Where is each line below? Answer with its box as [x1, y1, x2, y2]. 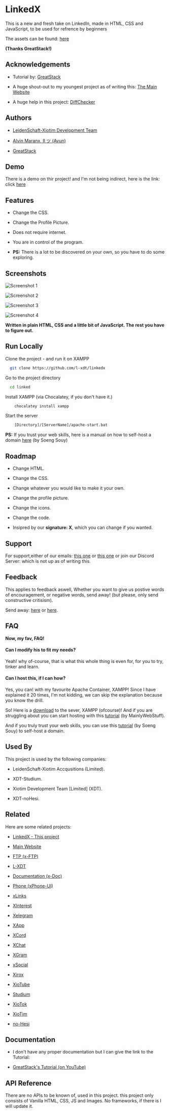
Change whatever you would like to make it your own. [12, 485, 125, 491]
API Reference [5, 1079, 52, 1088]
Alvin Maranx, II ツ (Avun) [12, 137, 66, 143]
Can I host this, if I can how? [5, 675, 66, 681]
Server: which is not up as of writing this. [5, 558, 91, 564]
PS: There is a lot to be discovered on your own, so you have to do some [12, 249, 165, 255]
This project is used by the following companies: [5, 756, 107, 762]
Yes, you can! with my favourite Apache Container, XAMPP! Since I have [5, 686, 156, 693]
